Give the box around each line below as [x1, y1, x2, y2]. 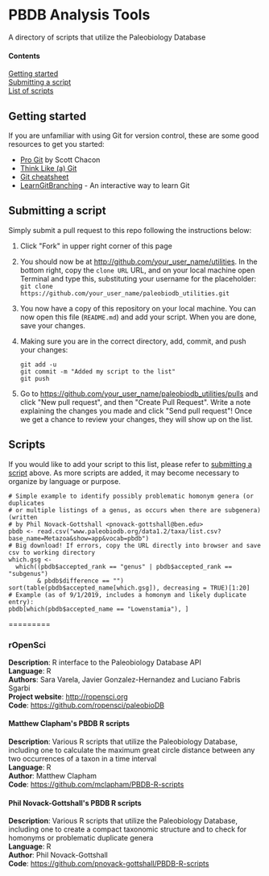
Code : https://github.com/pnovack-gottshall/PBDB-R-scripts [8, 859, 209, 869]
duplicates [8, 498, 45, 507]
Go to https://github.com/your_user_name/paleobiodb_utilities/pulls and [19, 389, 259, 398]
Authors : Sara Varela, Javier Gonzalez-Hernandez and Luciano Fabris [8, 674, 241, 684]
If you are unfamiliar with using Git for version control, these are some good [8, 131, 259, 140]
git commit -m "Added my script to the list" [19, 367, 176, 376]
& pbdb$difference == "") [37, 577, 125, 585]
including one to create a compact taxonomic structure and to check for [8, 824, 247, 834]
